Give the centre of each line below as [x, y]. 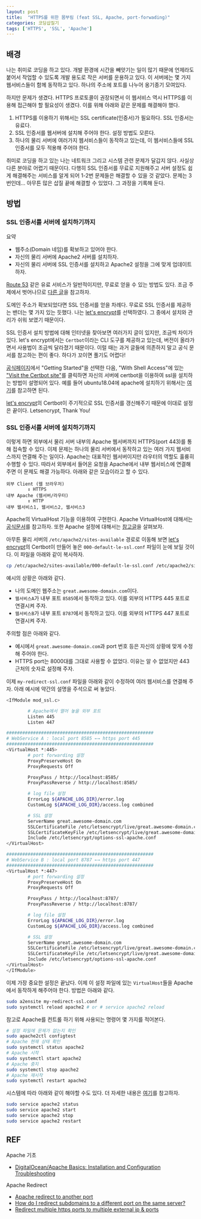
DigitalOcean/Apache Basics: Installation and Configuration [88, 1167]
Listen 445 [41, 717]
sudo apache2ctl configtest [41, 1036]
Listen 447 [41, 722]
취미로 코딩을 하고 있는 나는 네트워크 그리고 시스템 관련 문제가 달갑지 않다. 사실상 [100, 161]
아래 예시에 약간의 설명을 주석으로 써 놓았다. [65, 689]
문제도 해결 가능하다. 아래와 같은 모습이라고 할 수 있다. [86, 472]
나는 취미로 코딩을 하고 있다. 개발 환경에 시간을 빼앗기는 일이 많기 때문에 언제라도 [100, 70]
